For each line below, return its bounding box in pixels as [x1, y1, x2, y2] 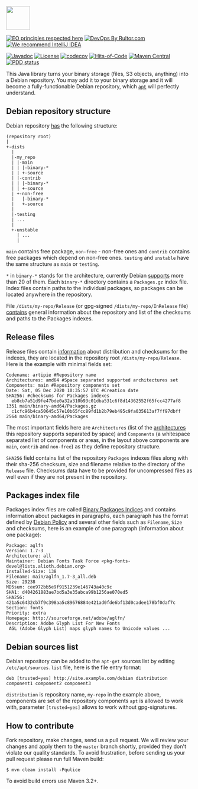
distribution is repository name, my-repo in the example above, [6, 691, 161, 698]
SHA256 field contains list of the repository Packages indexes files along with [6, 454, 188, 462]
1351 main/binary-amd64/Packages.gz [6, 403, 96, 409]
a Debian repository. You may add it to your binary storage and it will [6, 77, 173, 84]
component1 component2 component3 [6, 680, 92, 687]
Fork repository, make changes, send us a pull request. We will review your [6, 737, 189, 744]
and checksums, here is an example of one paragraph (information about [6, 525, 184, 532]
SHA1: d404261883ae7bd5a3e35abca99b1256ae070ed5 [6, 590, 128, 596]
